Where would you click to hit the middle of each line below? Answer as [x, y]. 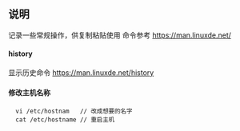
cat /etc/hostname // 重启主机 [65, 120]
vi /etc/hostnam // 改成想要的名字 [74, 111]
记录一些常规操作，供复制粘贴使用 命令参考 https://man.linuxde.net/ [120, 35]
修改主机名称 [29, 92]
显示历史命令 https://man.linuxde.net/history [81, 73]
